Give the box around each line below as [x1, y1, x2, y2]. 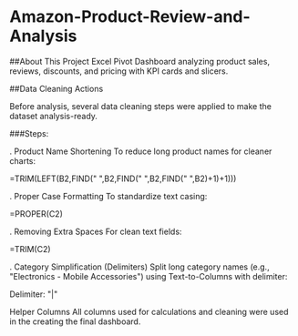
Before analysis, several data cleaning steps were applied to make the [9, 100, 272, 111]
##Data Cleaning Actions [9, 83, 104, 94]
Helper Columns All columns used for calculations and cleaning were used [9, 306, 289, 317]
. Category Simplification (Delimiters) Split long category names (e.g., [9, 261, 271, 272]
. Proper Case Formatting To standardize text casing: [9, 190, 208, 201]
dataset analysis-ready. [9, 110, 98, 121]
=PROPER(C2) [9, 208, 64, 219]
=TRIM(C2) [9, 243, 52, 254]
